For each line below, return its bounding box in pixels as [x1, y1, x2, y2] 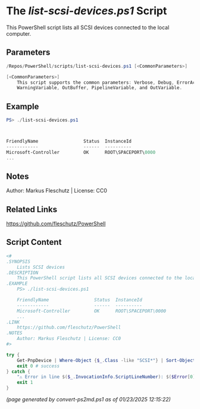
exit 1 [17, 379, 33, 386]
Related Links [6, 204, 58, 215]
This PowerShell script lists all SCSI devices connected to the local [6, 24, 170, 31]
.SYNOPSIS [6, 259, 31, 265]
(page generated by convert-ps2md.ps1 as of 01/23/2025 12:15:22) [6, 396, 171, 402]
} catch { [6, 369, 31, 375]
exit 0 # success [17, 363, 60, 369]
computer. [6, 30, 32, 37]
